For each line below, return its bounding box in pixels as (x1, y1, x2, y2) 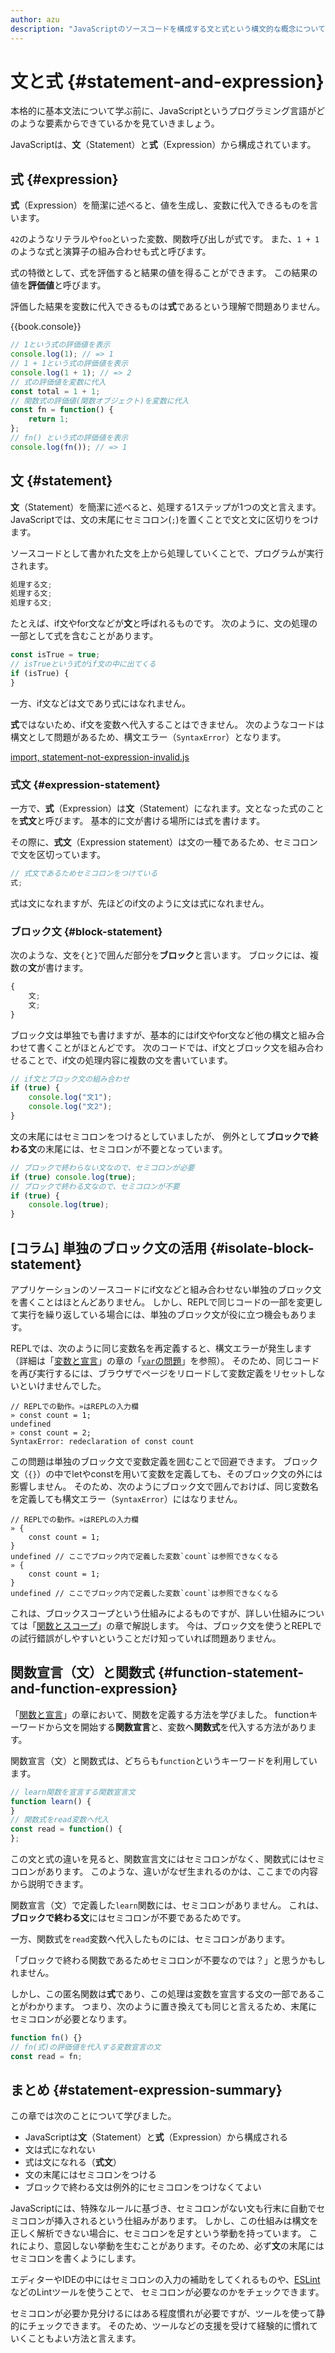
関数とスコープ (36, 1619, 98, 1631)
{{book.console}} (10, 321, 82, 333)
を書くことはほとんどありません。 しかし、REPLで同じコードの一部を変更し (10, 1296, 323, 1308)
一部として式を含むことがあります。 (10, 630, 159, 642)
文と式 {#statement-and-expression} (10, 70, 325, 93)
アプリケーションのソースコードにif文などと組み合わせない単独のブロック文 (10, 1283, 322, 1295)
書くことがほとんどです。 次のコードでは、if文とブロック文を (36, 1041, 289, 1053)
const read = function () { (10, 1824, 123, 1835)
